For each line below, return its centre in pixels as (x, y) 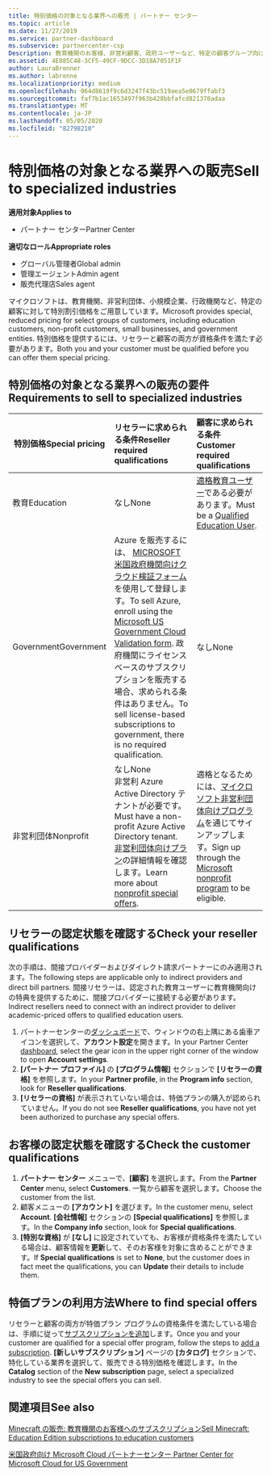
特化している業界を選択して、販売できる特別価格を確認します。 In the (123, 1362)
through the (219, 857)
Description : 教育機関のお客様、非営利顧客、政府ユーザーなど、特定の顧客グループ (130, 53)
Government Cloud (150, 631)
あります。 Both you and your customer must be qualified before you (135, 348)
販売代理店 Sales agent (57, 284)
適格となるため (225, 774)
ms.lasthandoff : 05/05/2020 (56, 121)
